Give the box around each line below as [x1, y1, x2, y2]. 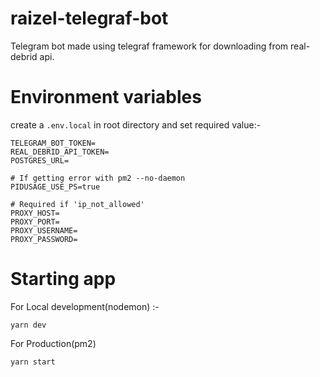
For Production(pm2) [10, 337, 97, 349]
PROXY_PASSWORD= [10, 234, 78, 244]
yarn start [10, 357, 56, 367]
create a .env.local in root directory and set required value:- [10, 118, 262, 131]
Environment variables [10, 86, 202, 109]
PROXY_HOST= [10, 208, 60, 218]
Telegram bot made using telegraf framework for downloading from [10, 40, 289, 52]
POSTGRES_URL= [10, 155, 70, 166]
